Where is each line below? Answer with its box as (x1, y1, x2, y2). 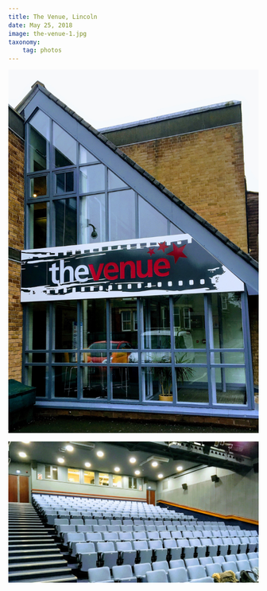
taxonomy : (8, 38, 41, 46)
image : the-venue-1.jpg (8, 29, 87, 37)
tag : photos (22, 46, 62, 55)
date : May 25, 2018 (8, 21, 73, 29)
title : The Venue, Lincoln (8, 13, 98, 21)
